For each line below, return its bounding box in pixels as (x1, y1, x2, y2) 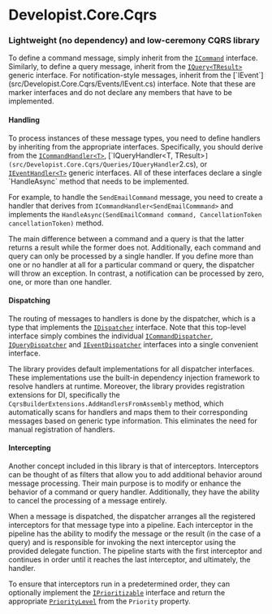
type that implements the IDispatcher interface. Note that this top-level (8, 322, 246, 332)
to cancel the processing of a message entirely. (8, 496, 168, 506)
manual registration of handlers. (8, 425, 115, 434)
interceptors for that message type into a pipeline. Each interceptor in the (8, 520, 253, 530)
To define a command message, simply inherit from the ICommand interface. (8, 53, 258, 63)
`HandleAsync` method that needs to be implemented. (8, 176, 189, 186)
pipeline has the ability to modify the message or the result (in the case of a (8, 529, 261, 538)
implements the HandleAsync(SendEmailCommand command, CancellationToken (8, 209, 262, 219)
